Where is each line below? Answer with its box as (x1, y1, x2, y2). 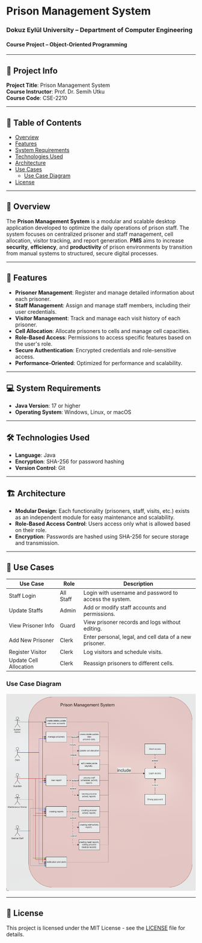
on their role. (14, 527, 47, 533)
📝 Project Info (6, 65, 58, 76)
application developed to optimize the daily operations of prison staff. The (6, 224, 189, 231)
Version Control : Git (14, 465, 66, 472)
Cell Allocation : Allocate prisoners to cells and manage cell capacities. (14, 327, 191, 334)
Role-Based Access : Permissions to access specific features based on (14, 334, 191, 341)
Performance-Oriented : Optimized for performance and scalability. (14, 359, 183, 366)
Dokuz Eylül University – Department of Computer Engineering (6, 26, 193, 34)
